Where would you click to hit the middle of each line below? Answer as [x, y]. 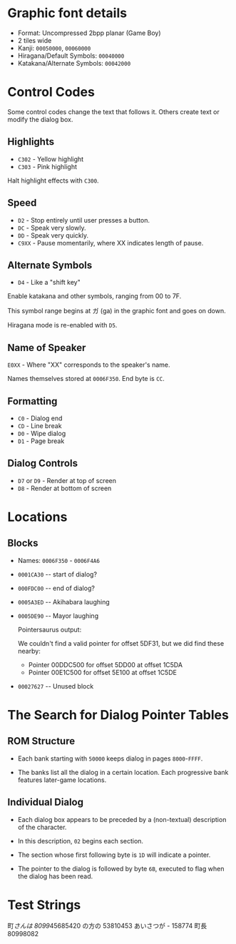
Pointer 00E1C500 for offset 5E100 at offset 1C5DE [102, 672]
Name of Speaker [47, 347]
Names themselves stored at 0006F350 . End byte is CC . [86, 379]
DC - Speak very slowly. [52, 228]
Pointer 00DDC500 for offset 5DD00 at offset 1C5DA [106, 664]
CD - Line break [40, 425]
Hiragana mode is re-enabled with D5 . [62, 325]
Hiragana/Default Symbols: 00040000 [71, 56]
